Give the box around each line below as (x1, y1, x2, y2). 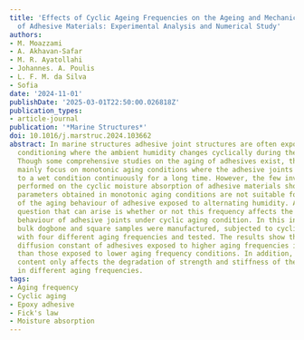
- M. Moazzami (9, 38, 63, 48)
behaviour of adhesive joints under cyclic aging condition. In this (17, 215, 285, 225)
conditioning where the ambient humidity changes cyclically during (17, 148, 281, 157)
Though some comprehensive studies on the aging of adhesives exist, (17, 156, 285, 166)
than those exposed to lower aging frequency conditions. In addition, (17, 249, 294, 258)
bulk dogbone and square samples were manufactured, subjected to (17, 224, 273, 233)
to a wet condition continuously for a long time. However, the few (17, 173, 281, 182)
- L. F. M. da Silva (9, 73, 88, 82)
